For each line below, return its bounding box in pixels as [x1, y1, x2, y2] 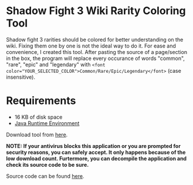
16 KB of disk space [14, 113, 63, 120]
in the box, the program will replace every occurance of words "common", [6, 55, 185, 62]
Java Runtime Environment [14, 119, 80, 127]
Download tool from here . [6, 131, 68, 138]
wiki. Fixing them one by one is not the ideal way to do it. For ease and [6, 42, 176, 49]
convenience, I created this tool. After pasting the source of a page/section [6, 48, 188, 55]
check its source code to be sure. [6, 161, 89, 168]
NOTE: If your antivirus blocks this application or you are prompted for [6, 142, 181, 149]
